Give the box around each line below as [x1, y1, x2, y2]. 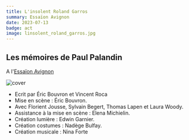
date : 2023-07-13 [6, 19, 49, 25]
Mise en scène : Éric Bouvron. [14, 96, 87, 104]
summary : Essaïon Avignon [6, 14, 69, 20]
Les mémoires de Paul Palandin [6, 52, 123, 62]
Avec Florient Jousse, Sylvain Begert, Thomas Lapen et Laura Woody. [14, 103, 184, 110]
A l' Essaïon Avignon [6, 68, 54, 75]
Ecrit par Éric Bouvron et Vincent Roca [14, 91, 107, 98]
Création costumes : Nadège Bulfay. [14, 122, 102, 129]
